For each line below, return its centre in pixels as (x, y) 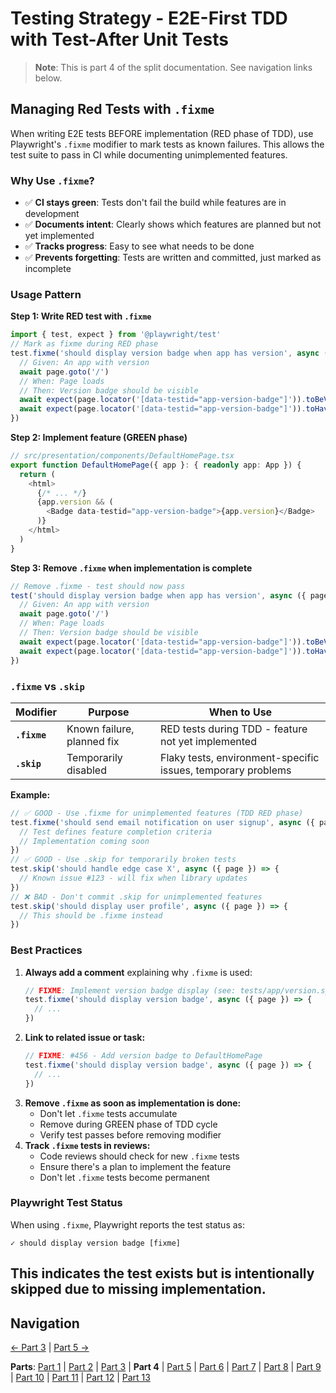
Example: (30, 794)
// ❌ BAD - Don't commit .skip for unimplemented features (136, 897)
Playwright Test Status (66, 1203)
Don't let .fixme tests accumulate (108, 1113)
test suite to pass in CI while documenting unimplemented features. (149, 154)
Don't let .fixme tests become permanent (124, 1177)
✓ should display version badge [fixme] (96, 1243)
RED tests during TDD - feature (233, 729)
